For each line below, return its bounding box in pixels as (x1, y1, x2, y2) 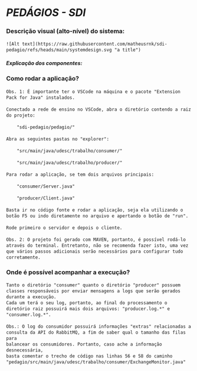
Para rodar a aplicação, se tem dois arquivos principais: (6, 172, 155, 178)
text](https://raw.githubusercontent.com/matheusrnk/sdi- (21, 41, 168, 47)
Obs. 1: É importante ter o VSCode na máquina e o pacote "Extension (6, 89, 181, 95)
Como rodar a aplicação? (6, 75, 80, 83)
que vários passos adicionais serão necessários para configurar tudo (6, 249, 183, 254)
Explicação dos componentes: (6, 60, 83, 67)
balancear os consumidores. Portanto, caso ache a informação (6, 341, 162, 347)
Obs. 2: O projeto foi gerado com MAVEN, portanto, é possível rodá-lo (6, 237, 186, 243)
